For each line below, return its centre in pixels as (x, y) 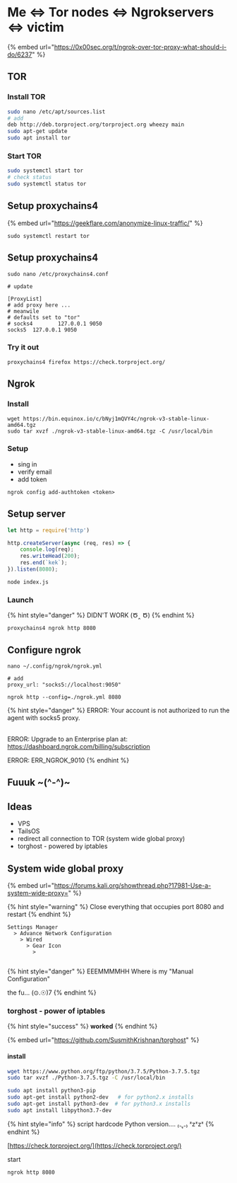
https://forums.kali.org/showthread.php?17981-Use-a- (133, 886)
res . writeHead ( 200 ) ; (50, 556)
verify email (35, 472)
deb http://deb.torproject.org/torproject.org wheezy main (96, 125)
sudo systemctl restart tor (49, 236)
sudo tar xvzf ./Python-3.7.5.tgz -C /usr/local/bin (86, 1078)
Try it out (23, 348)
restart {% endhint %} (39, 915)
